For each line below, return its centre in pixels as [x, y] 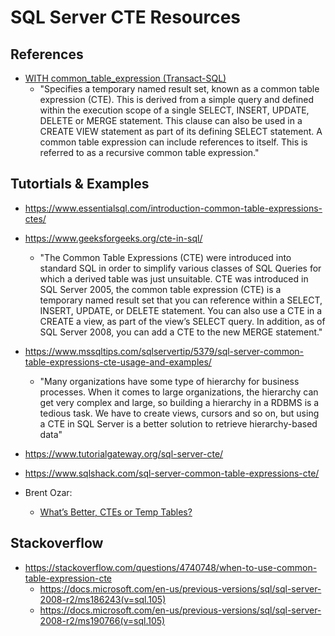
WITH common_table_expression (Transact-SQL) [125, 78]
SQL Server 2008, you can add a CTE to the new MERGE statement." [181, 332]
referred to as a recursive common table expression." [149, 152]
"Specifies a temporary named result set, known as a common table [179, 89]
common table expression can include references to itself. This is [173, 142]
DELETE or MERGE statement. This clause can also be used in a [171, 120]
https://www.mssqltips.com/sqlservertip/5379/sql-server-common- [164, 351]
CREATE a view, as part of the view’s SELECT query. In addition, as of [182, 321]
